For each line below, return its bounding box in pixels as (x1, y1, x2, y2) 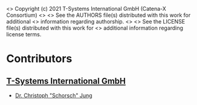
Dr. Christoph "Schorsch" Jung (15, 92, 92, 99)
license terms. (6, 31, 42, 38)
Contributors (6, 52, 73, 66)
